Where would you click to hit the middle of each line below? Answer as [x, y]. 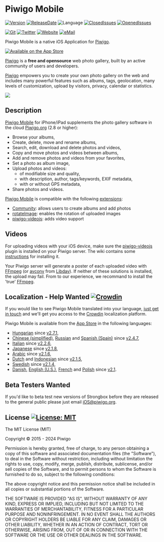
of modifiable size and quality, [50, 173]
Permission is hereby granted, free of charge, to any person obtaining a [77, 448]
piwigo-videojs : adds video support [48, 218]
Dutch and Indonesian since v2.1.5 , [47, 359]
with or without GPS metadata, [50, 184]
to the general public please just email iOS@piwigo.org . [61, 402]
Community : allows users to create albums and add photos [71, 208]
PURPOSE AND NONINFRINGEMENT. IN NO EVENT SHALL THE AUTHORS [80, 514]
